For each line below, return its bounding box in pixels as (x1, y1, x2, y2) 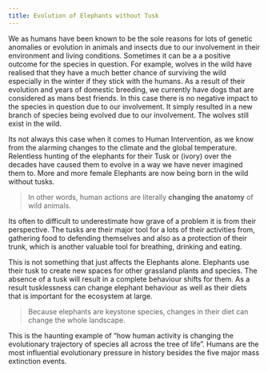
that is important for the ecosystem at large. (8, 291, 154, 301)
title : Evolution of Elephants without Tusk (8, 11, 159, 20)
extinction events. (8, 356, 67, 366)
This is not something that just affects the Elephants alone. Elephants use (8, 257, 250, 266)
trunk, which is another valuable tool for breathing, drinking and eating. (8, 242, 242, 251)
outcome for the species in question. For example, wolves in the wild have (8, 59, 252, 69)
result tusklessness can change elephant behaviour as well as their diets (8, 282, 247, 292)
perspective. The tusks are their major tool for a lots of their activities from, (8, 225, 256, 234)
